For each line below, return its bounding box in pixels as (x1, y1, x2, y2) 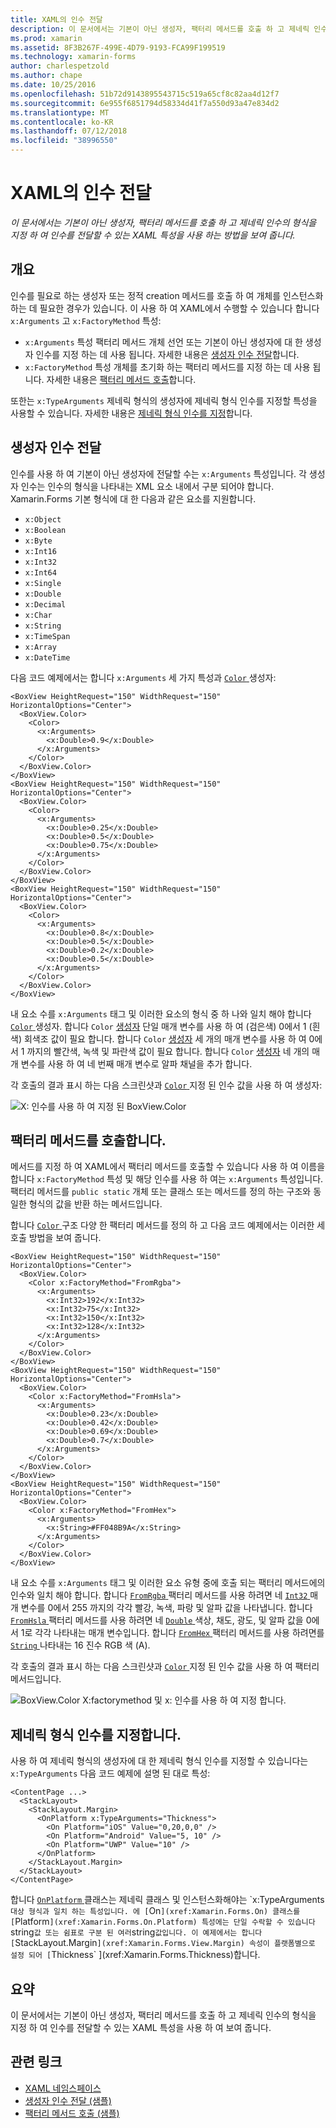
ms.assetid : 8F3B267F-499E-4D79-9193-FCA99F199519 (10, 42, 226, 53)
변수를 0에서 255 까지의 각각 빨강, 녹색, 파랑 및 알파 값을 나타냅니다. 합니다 (20, 1602, 313, 1614)
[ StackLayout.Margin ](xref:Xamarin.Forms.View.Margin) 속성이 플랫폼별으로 (10, 1937, 316, 1949)
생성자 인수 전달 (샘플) (24, 2094, 112, 2106)
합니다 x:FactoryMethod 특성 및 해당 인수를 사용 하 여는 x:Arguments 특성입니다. (10, 1173, 324, 1185)
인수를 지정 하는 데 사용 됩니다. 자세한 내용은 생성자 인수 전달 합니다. (35, 348, 300, 360)
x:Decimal (24, 599, 67, 610)
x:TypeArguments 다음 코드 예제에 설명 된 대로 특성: (10, 1767, 211, 1780)
